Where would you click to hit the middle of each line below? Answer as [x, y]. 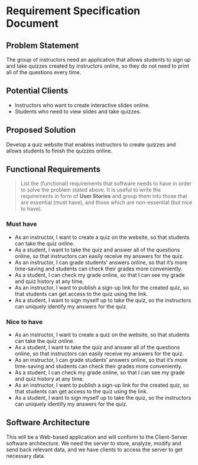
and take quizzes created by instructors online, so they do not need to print [98, 66]
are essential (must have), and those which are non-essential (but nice [106, 202]
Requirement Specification [73, 11]
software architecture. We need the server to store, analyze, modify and [94, 443]
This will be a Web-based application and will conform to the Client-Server [97, 437]
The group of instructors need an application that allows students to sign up [98, 60]
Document [33, 23]
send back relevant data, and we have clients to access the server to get [95, 450]
